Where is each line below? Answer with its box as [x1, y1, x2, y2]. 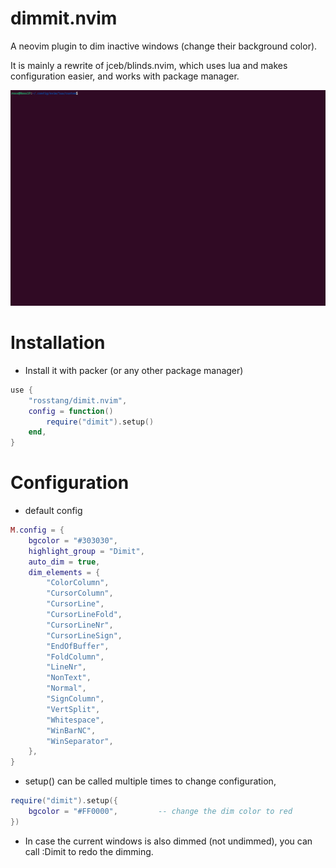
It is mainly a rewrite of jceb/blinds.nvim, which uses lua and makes [10, 59, 288, 71]
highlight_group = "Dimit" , [28, 546, 145, 556]
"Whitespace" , [46, 715, 105, 725]
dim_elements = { [28, 567, 101, 577]
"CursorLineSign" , [46, 630, 123, 641]
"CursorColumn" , [46, 588, 114, 599]
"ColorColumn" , [46, 578, 110, 588]
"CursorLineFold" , [46, 610, 123, 620]
